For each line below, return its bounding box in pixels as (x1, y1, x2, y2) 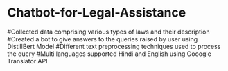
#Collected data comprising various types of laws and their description (7, 28, 210, 36)
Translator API (7, 57, 48, 65)
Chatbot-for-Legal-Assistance (7, 5, 186, 21)
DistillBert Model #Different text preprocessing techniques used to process (7, 42, 221, 50)
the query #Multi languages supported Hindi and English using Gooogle (7, 50, 211, 58)
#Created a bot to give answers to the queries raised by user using (7, 34, 198, 43)
